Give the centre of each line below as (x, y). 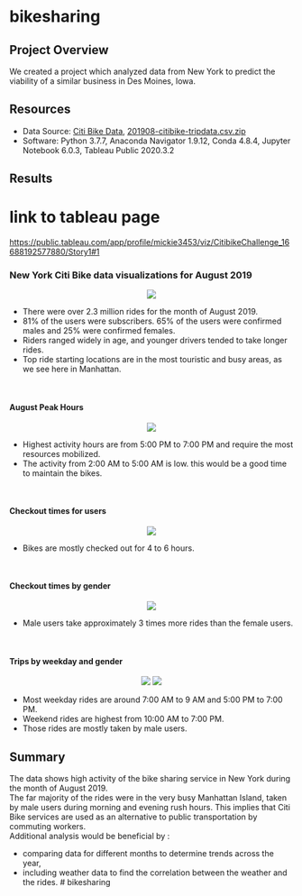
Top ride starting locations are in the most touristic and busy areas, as (152, 360)
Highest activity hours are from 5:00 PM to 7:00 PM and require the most (158, 444)
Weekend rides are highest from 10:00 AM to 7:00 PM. (123, 719)
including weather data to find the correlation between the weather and (155, 873)
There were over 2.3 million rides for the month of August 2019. (140, 312)
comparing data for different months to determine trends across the (148, 854)
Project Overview (59, 50)
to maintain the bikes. (62, 473)
